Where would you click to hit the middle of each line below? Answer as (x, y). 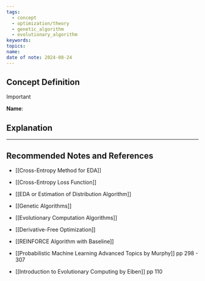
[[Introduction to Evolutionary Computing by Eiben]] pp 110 (89, 272)
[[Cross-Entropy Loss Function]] (56, 182)
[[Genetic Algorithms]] (43, 206)
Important (19, 97)
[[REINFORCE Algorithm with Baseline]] (64, 241)
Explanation (30, 128)
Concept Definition (43, 82)
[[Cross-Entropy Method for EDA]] (58, 170)
